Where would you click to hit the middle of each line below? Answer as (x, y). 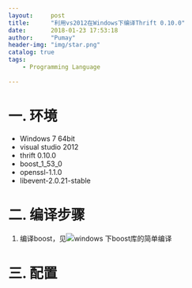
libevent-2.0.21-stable (55, 180)
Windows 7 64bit (47, 138)
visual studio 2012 (49, 146)
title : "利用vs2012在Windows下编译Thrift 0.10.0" (97, 23)
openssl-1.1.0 (41, 172)
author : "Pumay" (42, 38)
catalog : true (32, 52)
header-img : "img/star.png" (55, 45)
